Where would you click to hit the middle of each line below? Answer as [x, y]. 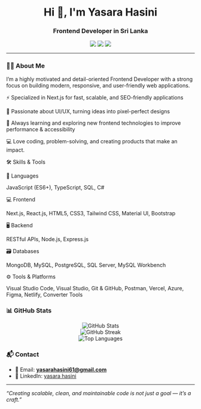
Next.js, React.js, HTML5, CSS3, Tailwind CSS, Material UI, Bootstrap [91, 213]
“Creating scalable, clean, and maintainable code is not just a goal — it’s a [99, 393]
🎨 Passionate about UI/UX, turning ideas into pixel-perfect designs [88, 111]
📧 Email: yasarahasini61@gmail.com [61, 370]
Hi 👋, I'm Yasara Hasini [100, 12]
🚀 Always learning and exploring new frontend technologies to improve [94, 123]
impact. [16, 150]
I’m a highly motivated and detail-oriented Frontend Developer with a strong [100, 79]
